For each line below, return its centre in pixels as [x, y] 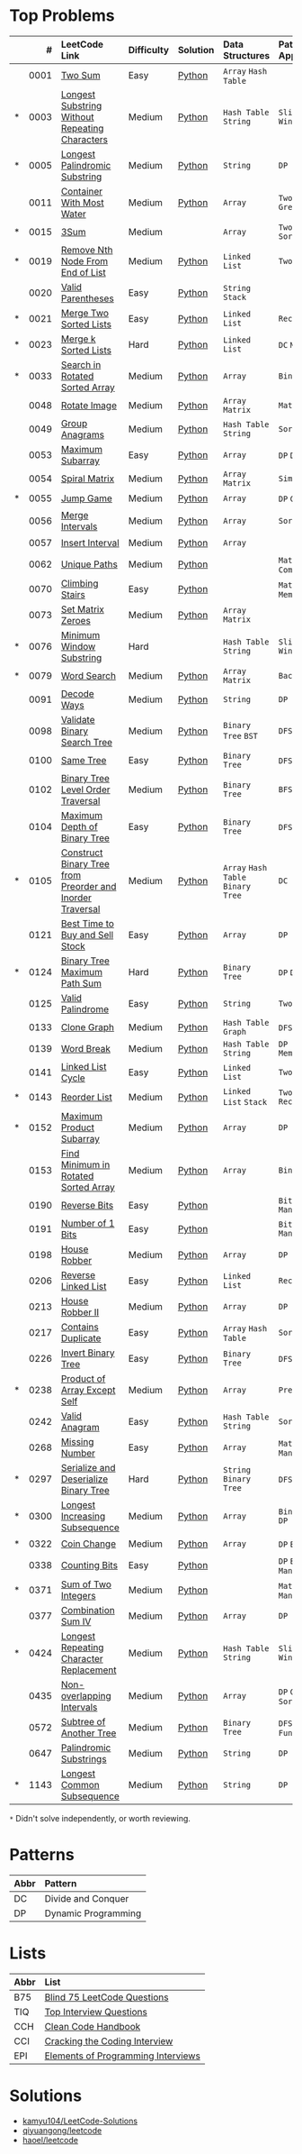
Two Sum [80, 75]
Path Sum [81, 983]
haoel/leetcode [50, 2140]
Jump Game [86, 498]
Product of [83, 1378]
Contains [80, 1327]
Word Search [89, 675]
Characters [84, 139]
